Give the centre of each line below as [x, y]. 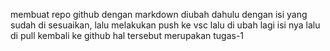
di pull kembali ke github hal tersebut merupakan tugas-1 [127, 35]
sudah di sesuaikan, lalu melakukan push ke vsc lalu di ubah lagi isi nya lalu [165, 25]
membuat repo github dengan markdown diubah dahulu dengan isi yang [159, 14]
